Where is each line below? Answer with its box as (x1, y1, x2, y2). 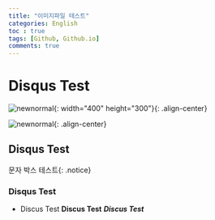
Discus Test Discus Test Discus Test (19, 204, 144, 214)
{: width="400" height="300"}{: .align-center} (54, 104, 208, 113)
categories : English (8, 19, 79, 27)
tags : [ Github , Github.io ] (8, 34, 100, 43)
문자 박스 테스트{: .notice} (8, 165, 92, 175)
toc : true (8, 27, 45, 35)
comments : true (8, 42, 60, 50)
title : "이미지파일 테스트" (8, 11, 90, 20)
